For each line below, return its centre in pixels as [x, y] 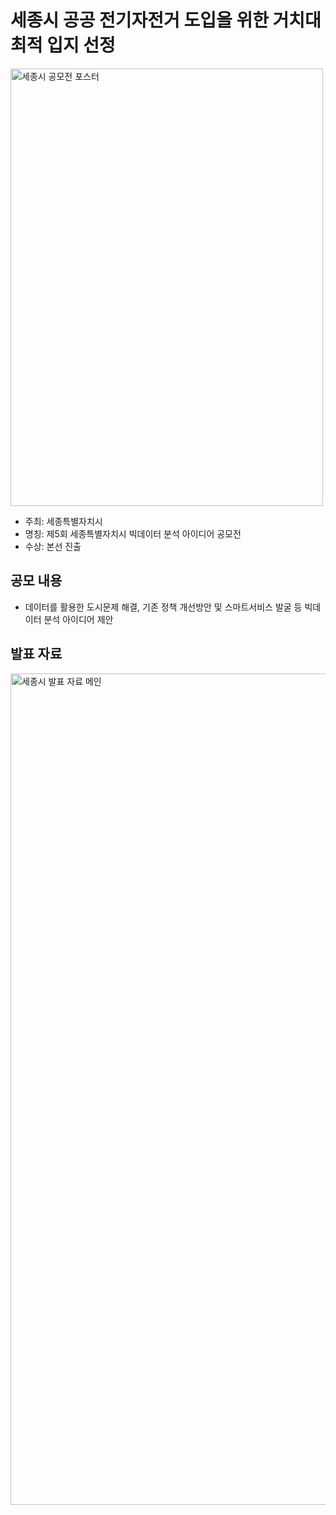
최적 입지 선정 [63, 45]
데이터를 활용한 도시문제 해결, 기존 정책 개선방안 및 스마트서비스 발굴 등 [163, 607]
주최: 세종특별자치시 [63, 521]
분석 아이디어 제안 [78, 619]
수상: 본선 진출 [53, 546]
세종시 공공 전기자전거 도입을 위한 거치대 [166, 20]
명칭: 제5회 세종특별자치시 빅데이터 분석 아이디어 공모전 [133, 533]
